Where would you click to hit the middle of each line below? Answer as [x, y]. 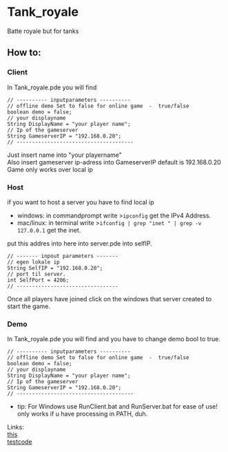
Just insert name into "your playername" [65, 155]
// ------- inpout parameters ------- [63, 256]
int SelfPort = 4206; [38, 280]
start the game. [29, 306]
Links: [15, 427]
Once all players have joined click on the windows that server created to [110, 299]
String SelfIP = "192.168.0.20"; [55, 268]
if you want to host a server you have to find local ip [81, 202]
